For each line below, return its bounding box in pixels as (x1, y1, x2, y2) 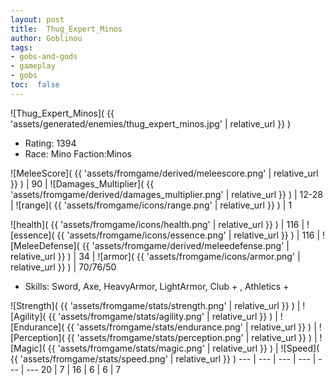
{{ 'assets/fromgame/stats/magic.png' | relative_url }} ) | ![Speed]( (47, 342, 320, 354)
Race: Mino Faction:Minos (24, 147, 132, 160)
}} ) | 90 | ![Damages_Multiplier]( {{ (10, 177, 155, 190)
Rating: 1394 (24, 137, 77, 149)
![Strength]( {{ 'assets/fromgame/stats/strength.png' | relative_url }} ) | (10, 299, 301, 311)
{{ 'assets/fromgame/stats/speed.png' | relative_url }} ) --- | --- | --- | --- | (10, 352, 317, 365)
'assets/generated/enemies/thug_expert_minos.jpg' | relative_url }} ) (10, 117, 292, 130)
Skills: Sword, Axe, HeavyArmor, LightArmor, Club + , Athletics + (24, 280, 290, 292)
